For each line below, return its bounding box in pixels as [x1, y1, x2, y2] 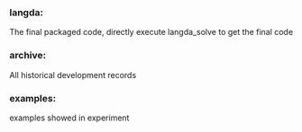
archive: [9, 49, 47, 62]
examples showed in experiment [9, 112, 130, 123]
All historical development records [9, 69, 137, 80]
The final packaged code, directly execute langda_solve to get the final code [9, 27, 294, 38]
